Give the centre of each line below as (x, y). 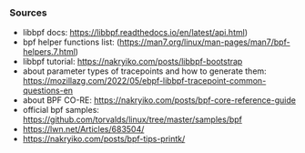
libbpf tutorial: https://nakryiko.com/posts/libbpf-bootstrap (132, 62)
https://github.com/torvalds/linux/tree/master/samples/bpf (132, 119)
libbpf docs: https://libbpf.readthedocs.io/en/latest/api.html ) (135, 33)
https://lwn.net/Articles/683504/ (83, 129)
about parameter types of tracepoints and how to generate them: (144, 71)
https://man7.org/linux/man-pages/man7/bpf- (205, 42)
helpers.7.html (49, 52)
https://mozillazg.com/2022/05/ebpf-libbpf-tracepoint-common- (144, 81)
